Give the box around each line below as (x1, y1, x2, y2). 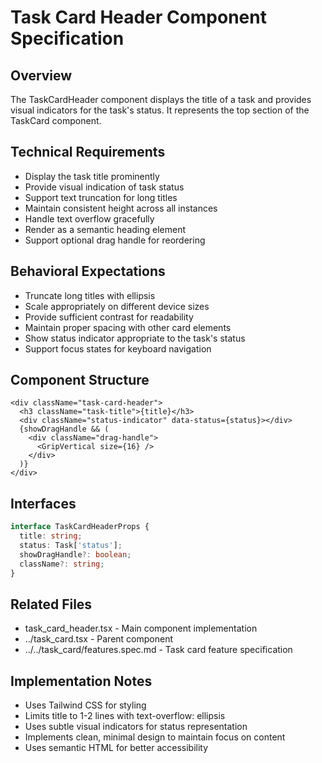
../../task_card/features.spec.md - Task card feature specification (24, 644, 293, 656)
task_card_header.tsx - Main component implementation (24, 622, 258, 635)
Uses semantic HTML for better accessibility (24, 742, 209, 754)
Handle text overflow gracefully (24, 212, 155, 225)
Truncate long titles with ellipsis (24, 289, 156, 301)
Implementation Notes (10, 672, 153, 690)
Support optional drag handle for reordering (24, 234, 206, 246)
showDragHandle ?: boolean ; (19, 549, 132, 560)
